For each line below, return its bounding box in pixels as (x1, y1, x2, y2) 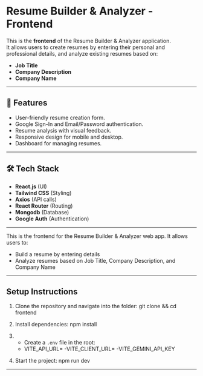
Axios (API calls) (14, 196, 57, 203)
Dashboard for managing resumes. (14, 139, 102, 147)
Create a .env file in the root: (24, 339, 95, 346)
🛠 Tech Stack (6, 163, 59, 174)
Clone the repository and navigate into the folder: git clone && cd (14, 303, 177, 310)
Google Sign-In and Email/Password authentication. (14, 120, 144, 128)
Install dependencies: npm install (14, 321, 97, 328)
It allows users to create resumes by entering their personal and (6, 44, 165, 51)
